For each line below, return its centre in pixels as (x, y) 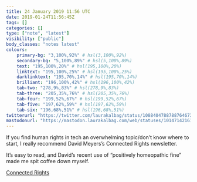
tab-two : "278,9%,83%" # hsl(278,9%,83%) (68, 88)
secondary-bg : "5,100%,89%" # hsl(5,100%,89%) (74, 60)
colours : (17, 50)
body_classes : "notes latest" (43, 45)
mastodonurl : (22, 121)
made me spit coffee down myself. (48, 161)
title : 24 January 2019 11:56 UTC (48, 11)
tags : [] (17, 22)
